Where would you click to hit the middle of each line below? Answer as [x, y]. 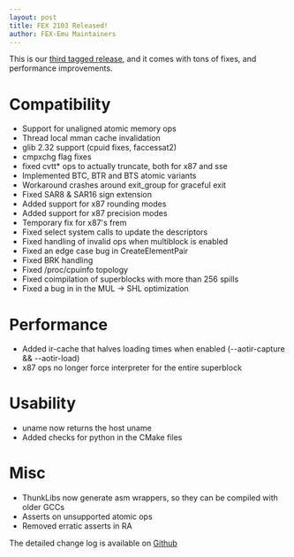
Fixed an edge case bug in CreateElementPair [105, 251]
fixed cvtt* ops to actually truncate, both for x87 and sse [124, 166]
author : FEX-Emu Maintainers [63, 34]
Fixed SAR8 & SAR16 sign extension [87, 195]
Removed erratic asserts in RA [77, 526]
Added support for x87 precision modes [94, 213]
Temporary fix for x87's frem [74, 223]
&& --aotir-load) [51, 359]
